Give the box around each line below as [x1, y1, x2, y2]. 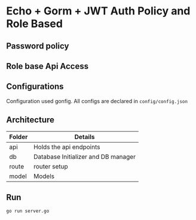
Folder [9, 132, 28, 141]
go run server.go [6, 208, 50, 214]
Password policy [6, 41, 69, 51]
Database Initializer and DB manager [33, 152, 136, 161]
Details [74, 132, 95, 141]
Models [33, 172, 55, 180]
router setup [33, 162, 69, 170]
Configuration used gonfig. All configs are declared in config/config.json [6, 97, 188, 104]
